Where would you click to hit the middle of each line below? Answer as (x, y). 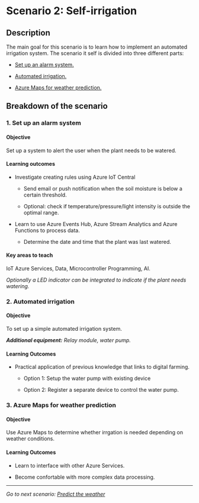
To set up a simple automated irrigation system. (64, 329)
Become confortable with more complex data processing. (85, 477)
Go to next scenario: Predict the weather (56, 494)
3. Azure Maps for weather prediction (61, 405)
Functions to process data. (47, 230)
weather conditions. (31, 438)
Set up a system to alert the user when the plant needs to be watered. (91, 150)
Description (28, 33)
